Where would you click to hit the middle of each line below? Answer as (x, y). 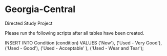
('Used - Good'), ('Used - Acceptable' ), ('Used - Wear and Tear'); (74, 48)
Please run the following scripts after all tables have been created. (75, 33)
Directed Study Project (29, 23)
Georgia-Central (40, 9)
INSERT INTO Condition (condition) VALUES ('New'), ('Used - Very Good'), (83, 43)
